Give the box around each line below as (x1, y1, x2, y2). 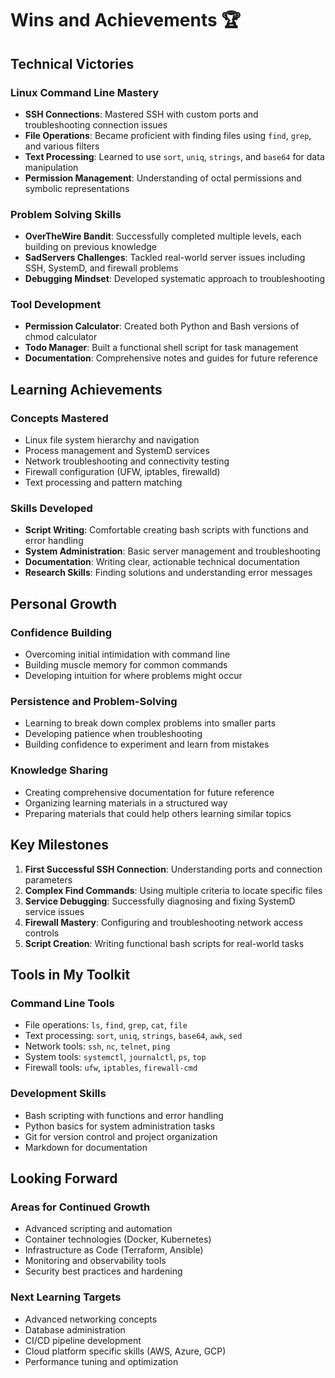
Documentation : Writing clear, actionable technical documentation (24, 556, 300, 568)
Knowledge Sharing (10, 763, 109, 777)
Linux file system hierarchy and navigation (24, 434, 200, 446)
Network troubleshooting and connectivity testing (24, 455, 230, 467)
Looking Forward (10, 1170, 118, 1187)
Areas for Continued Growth (10, 1200, 151, 1214)
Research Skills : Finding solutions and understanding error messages (24, 567, 313, 579)
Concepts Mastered (10, 411, 109, 425)
